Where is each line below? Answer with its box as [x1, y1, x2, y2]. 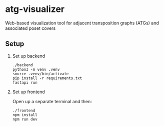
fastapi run [12, 80, 37, 85]
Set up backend [12, 53, 45, 59]
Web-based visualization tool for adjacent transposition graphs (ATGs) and [5, 20, 159, 26]
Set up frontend [12, 89, 45, 95]
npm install [12, 112, 37, 118]
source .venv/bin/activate [12, 71, 69, 76]
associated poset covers [5, 25, 56, 31]
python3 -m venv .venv [12, 67, 60, 72]
